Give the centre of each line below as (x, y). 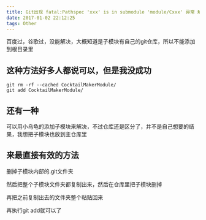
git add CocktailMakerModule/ (45, 90)
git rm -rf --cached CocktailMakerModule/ (61, 85)
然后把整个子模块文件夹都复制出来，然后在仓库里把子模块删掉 (84, 184)
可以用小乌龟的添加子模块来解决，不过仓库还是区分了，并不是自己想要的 (97, 127)
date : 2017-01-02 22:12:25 (41, 18)
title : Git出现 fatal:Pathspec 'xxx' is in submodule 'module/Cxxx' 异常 (101, 12)
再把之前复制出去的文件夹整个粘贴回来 (55, 197)
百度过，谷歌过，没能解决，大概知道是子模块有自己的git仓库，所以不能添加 (101, 42)
